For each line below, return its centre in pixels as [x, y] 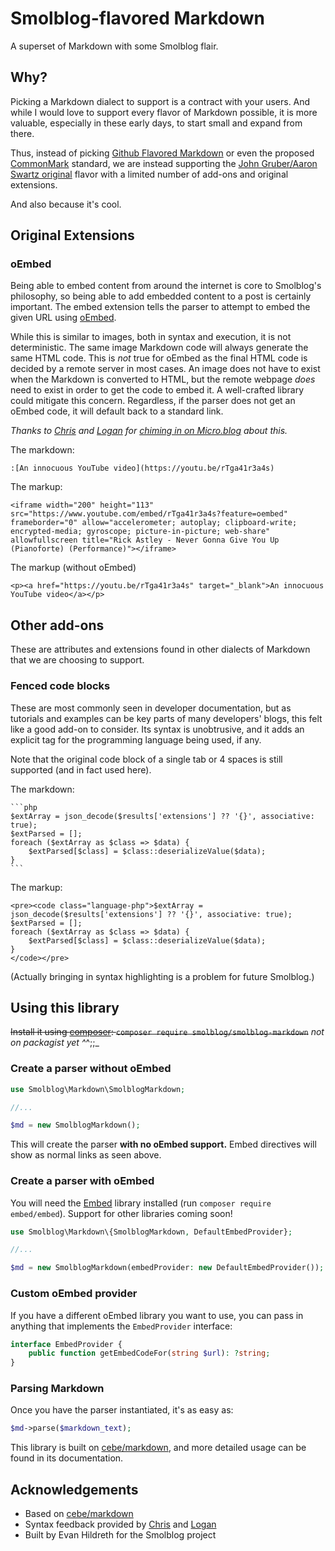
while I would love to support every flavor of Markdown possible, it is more [164, 112]
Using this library [65, 1007]
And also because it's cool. [66, 204]
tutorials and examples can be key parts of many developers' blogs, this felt [166, 718]
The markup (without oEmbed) [73, 568]
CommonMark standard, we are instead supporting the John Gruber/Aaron [164, 163]
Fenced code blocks [60, 686]
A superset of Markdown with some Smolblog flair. [114, 46]
